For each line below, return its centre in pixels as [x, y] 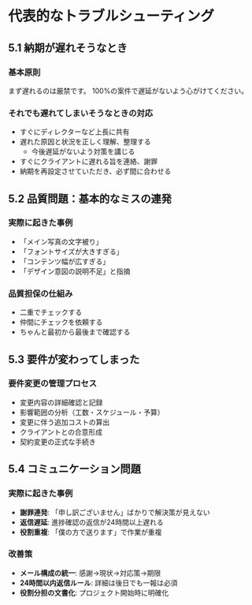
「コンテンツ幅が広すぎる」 [65, 261]
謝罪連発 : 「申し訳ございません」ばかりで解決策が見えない [115, 512]
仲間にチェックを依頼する [61, 322]
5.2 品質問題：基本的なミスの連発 [90, 198]
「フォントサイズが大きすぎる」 [71, 251]
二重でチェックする [51, 312]
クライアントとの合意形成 [61, 431]
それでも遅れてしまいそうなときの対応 [81, 113]
